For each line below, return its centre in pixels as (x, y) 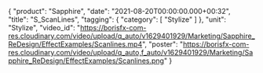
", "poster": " (163, 44)
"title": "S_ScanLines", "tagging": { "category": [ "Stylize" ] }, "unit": (117, 19)
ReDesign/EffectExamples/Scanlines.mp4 (75, 44)
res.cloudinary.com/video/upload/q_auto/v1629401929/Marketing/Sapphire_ (131, 36)
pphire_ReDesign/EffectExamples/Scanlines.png (86, 61)
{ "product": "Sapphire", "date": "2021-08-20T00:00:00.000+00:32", (119, 11)
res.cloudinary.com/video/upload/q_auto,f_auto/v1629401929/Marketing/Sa (131, 52)
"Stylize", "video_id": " (44, 28)
